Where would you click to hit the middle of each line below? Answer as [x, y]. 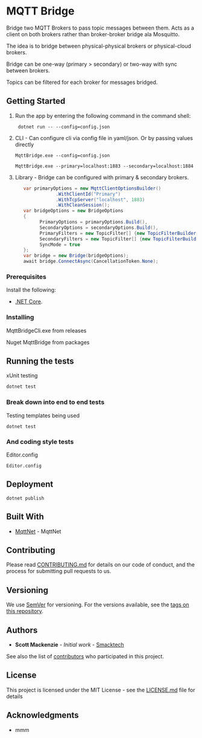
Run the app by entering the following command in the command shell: [103, 115]
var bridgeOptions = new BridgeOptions [73, 211]
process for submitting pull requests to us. [59, 571]
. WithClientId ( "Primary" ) [88, 194]
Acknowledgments [43, 715]
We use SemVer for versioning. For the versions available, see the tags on [98, 605]
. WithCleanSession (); [83, 205]
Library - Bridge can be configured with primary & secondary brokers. [102, 177]
